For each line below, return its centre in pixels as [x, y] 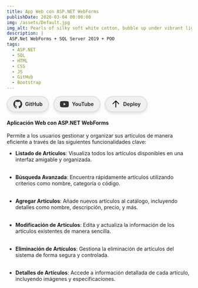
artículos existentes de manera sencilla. [63, 231]
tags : [13, 45]
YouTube [83, 104]
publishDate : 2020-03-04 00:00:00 [49, 17]
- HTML [20, 61]
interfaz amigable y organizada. [53, 160]
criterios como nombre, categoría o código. [68, 183]
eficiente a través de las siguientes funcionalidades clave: [76, 142]
